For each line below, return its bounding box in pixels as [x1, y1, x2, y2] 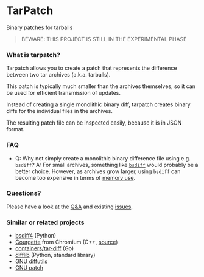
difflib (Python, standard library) [15, 251, 96, 259]
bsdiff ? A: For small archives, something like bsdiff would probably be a [15, 161, 199, 168]
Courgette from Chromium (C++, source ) [15, 238, 118, 246]
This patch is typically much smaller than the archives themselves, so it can [6, 83, 196, 90]
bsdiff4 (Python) [15, 232, 57, 239]
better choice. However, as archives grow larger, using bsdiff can [15, 168, 181, 175]
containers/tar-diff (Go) [15, 245, 74, 252]
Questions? [6, 189, 41, 197]
